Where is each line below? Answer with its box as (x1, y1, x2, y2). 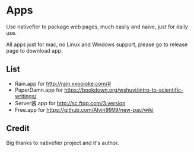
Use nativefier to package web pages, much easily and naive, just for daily (6, 23, 188, 30)
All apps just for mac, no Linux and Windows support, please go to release (6, 41, 188, 48)
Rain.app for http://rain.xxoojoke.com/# (14, 80, 112, 87)
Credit (6, 124, 30, 134)
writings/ (14, 92, 37, 99)
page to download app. (6, 47, 63, 54)
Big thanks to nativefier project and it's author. (6, 139, 119, 146)
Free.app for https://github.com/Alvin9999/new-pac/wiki (14, 106, 154, 113)
